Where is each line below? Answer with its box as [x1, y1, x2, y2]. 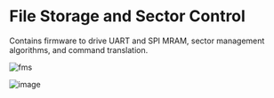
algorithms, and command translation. [9, 44, 149, 55]
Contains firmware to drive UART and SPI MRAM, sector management [9, 35, 265, 46]
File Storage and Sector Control [9, 6, 246, 26]
